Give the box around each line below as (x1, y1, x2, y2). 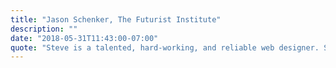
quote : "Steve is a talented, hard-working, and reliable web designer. (10, 42, 320, 53)
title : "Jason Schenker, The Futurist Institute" (10, 14, 222, 25)
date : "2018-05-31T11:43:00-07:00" (10, 33, 159, 43)
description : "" (10, 24, 78, 34)
